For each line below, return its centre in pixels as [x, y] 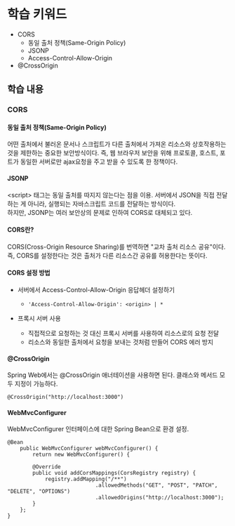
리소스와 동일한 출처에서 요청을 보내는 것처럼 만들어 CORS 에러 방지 [121, 342]
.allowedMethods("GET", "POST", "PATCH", [156, 485]
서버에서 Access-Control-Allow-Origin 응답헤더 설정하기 [96, 290]
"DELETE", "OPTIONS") [39, 492]
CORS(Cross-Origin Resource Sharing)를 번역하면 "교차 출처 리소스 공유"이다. [116, 246]
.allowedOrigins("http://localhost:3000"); [160, 498]
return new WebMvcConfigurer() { [81, 455]
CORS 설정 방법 [29, 273]
